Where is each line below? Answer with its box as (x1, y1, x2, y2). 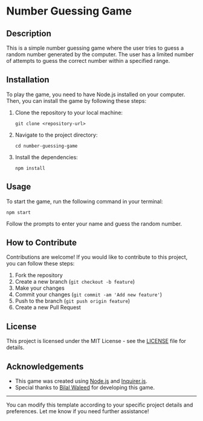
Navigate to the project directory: (14, 131, 98, 139)
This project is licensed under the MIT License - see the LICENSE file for (6, 338, 186, 345)
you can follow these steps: (6, 260, 75, 267)
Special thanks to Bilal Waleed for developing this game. (14, 384, 155, 391)
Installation (6, 74, 50, 85)
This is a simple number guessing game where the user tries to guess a (6, 44, 184, 51)
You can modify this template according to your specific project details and (6, 401, 193, 409)
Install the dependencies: (14, 153, 79, 161)
